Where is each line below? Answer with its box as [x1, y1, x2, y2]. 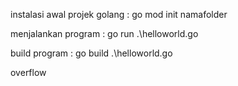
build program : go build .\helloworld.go [10, 47, 173, 59]
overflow [10, 67, 47, 78]
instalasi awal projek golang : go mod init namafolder [10, 9, 228, 20]
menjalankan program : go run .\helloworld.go [10, 28, 199, 39]
